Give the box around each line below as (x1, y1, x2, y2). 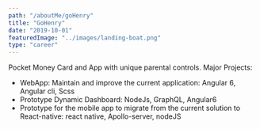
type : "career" (8, 41, 59, 49)
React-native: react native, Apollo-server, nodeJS (19, 112, 182, 121)
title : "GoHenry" (8, 19, 66, 27)
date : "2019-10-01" (8, 26, 73, 34)
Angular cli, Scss (19, 86, 75, 96)
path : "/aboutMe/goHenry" (8, 11, 94, 20)
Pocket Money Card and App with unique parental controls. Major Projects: (8, 63, 253, 72)
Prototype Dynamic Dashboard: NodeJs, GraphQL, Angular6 (19, 95, 217, 104)
